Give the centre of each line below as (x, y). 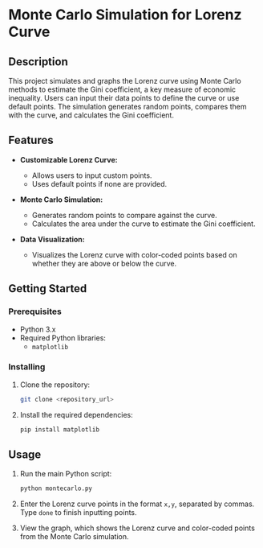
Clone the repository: (55, 385)
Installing (27, 367)
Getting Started (48, 288)
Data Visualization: (53, 239)
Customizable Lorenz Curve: (69, 159)
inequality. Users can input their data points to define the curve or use (124, 98)
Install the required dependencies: (77, 414)
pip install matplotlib (60, 429)
